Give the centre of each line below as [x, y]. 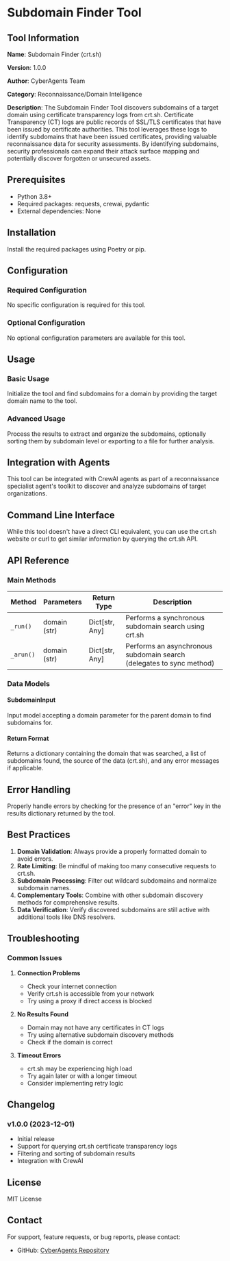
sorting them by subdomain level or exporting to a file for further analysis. [111, 441]
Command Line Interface [61, 515]
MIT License [25, 1199]
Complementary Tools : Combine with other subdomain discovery [110, 895]
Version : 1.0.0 [27, 68]
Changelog [31, 1104]
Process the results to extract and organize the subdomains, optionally [107, 434]
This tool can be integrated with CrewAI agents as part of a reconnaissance [113, 479]
